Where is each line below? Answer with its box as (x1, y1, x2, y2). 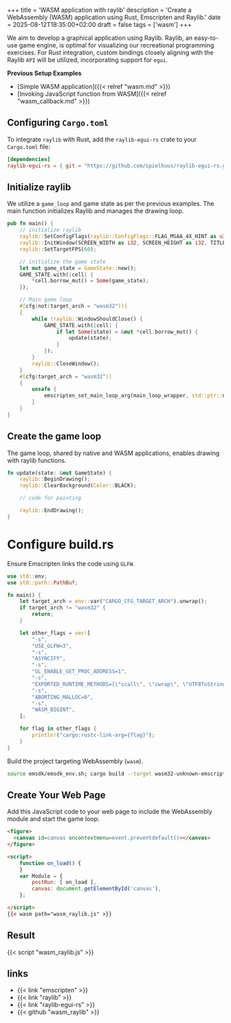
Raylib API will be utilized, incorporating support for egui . (7, 56, 168, 64)
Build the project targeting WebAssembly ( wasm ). (7, 757, 143, 765)
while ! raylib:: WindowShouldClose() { (32, 315, 143, 322)
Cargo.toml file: (7, 143, 50, 151)
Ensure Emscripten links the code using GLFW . (7, 559, 135, 567)
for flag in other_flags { (19, 726, 97, 732)
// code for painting (19, 495, 81, 502)
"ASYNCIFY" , (32, 655, 67, 662)
